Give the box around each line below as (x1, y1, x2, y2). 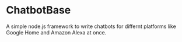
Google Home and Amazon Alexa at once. (6, 29, 107, 36)
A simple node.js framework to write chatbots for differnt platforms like (6, 23, 176, 30)
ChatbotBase (6, 3, 71, 17)
